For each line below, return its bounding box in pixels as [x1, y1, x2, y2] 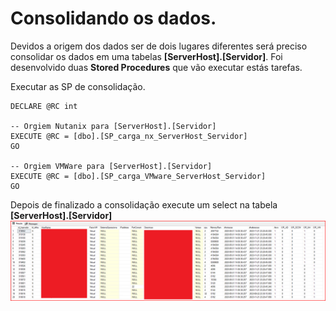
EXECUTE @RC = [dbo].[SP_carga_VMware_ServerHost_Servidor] [10, 171, 267, 181]
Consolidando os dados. [10, 7, 217, 30]
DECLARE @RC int [10, 101, 78, 111]
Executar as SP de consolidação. [10, 80, 146, 92]
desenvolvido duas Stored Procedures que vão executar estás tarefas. [10, 61, 303, 73]
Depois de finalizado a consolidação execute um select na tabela [10, 198, 278, 211]
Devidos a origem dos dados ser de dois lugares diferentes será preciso [10, 40, 308, 52]
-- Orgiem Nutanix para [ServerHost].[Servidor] [10, 121, 217, 131]
